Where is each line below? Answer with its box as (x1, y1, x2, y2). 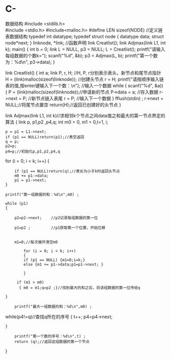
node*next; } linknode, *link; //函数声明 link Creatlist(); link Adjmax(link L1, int (5, 39, 166, 46)
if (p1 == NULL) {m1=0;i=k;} (23, 257, 85, 262)
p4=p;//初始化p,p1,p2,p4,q (5, 149, 60, 154)
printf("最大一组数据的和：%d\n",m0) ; (14, 304, 92, 309)
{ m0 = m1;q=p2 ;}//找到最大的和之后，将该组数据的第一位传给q (18, 285, 140, 290)
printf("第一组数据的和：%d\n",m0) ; (5, 192, 79, 197)
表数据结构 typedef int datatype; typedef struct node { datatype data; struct (5, 33, 164, 39)
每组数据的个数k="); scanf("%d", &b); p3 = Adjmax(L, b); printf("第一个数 (5, 52, 158, 59)
